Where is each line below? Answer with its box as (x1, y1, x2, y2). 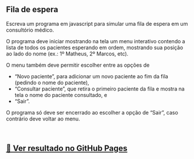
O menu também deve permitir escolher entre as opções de (6, 61, 150, 68)
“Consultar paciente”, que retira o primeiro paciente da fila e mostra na (14, 85, 185, 92)
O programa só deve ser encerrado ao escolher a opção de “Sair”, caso (6, 109, 178, 116)
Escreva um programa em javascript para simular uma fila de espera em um (6, 20, 188, 27)
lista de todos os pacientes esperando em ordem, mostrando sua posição (6, 44, 183, 51)
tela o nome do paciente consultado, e (14, 91, 108, 98)
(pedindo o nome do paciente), (14, 79, 89, 86)
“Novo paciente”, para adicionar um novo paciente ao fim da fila (14, 72, 168, 79)
